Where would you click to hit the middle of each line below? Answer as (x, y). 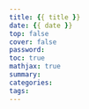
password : (27, 50)
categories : (31, 83)
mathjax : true (35, 67)
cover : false (33, 42)
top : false (29, 33)
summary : (25, 75)
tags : (19, 91)
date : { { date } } (41, 25)
